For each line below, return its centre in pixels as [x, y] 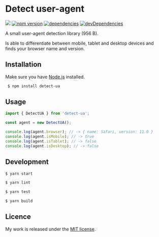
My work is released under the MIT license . [51, 229]
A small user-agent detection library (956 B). [52, 33]
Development [27, 162]
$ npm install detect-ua [34, 86]
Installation [23, 65]
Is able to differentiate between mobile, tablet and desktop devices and [80, 43]
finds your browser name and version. [45, 48]
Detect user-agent [45, 9]
